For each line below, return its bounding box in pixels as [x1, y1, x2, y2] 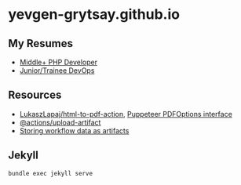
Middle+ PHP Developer [19, 57, 98, 67]
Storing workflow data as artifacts [19, 125, 130, 135]
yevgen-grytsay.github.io [8, 5, 181, 24]
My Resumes [8, 37, 73, 50]
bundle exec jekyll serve [8, 169, 93, 177]
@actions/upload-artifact [19, 118, 101, 127]
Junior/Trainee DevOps [19, 66, 95, 75]
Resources [8, 89, 62, 102]
